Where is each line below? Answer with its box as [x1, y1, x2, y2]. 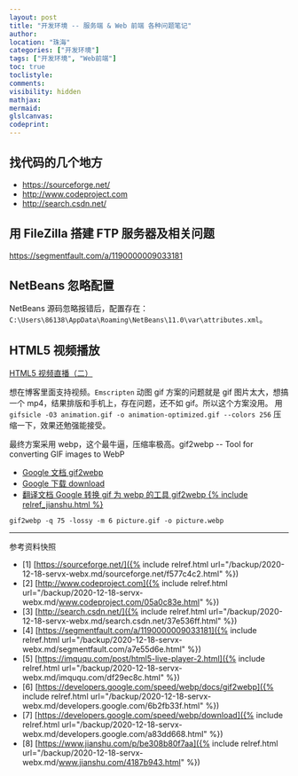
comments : [9, 79, 46, 88]
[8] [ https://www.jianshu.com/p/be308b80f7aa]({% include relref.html [21, 738, 278, 749]
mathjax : [9, 95, 42, 105]
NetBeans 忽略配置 [9, 278, 114, 294]
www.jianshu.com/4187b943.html [58, 757, 182, 768]
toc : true [9, 63, 46, 72]
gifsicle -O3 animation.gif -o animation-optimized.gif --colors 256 [9, 411, 272, 419]
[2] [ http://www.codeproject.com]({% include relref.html [21, 578, 228, 589]
